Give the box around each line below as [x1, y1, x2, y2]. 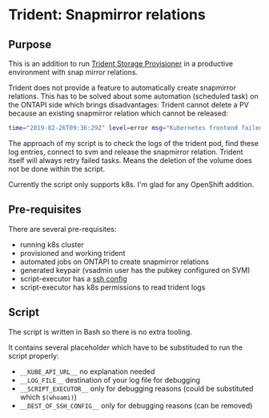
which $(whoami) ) [19, 392, 78, 402]
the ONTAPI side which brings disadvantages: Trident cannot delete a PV [8, 100, 250, 109]
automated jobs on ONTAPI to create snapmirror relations [19, 257, 210, 266]
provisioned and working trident [19, 248, 126, 258]
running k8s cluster [19, 239, 84, 250]
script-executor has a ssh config [19, 274, 128, 283]
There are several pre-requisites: [8, 224, 117, 233]
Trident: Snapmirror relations [8, 6, 206, 24]
